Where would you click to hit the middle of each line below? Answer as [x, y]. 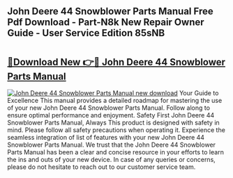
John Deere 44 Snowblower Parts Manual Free [111, 11]
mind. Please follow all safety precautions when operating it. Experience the [116, 130]
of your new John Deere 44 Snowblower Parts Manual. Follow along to [109, 108]
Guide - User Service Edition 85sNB [86, 33]
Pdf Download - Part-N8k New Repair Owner [106, 23]
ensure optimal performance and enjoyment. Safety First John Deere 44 [111, 115]
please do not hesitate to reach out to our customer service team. [102, 167]
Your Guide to [199, 93]
